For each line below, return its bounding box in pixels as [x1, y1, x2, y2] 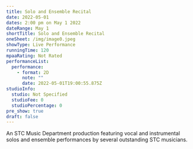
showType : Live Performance [6, 42, 76, 48]
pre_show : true [6, 108, 44, 114]
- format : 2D [17, 69, 49, 75]
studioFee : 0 [11, 97, 44, 103]
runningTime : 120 [6, 47, 49, 53]
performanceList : [6, 58, 49, 64]
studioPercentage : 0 [11, 102, 62, 109]
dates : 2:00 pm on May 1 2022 [6, 20, 81, 26]
